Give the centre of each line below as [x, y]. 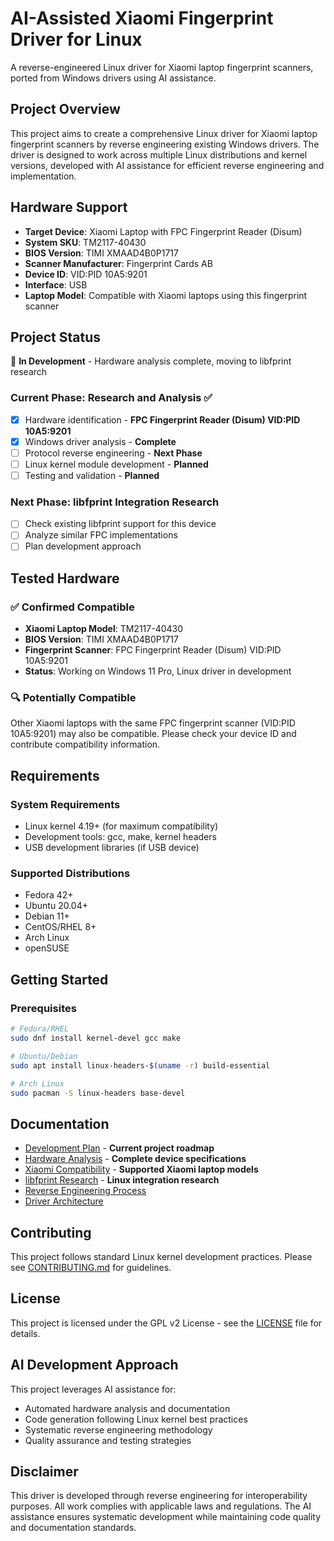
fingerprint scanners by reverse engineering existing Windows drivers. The [165, 144]
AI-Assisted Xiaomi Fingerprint [142, 18]
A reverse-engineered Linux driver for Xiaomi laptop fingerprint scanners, [162, 67]
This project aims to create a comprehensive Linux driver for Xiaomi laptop [164, 133]
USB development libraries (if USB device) [112, 848]
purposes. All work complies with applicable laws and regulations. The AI [161, 1506]
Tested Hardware [65, 578]
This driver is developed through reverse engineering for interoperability [159, 1496]
